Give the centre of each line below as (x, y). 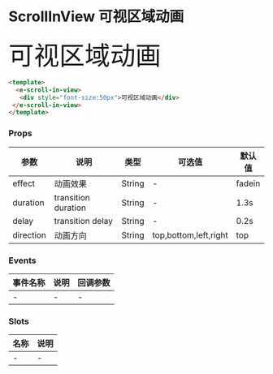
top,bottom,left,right (191, 234)
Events (22, 260)
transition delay (84, 221)
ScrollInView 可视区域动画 (96, 17)
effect (24, 183)
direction (30, 234)
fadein (248, 183)
